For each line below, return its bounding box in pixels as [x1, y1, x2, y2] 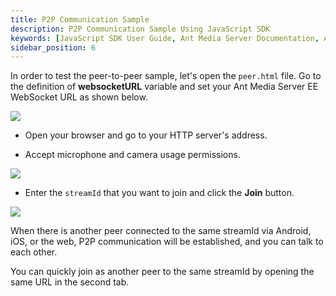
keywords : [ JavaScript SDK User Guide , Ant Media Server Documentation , [10, 33, 320, 43]
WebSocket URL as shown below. [10, 91, 148, 103]
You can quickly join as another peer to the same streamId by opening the [10, 266, 315, 278]
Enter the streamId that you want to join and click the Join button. [24, 187, 295, 199]
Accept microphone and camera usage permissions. [24, 149, 241, 161]
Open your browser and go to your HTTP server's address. [24, 129, 268, 141]
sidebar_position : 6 [10, 42, 97, 53]
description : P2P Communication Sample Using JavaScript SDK [10, 24, 271, 34]
